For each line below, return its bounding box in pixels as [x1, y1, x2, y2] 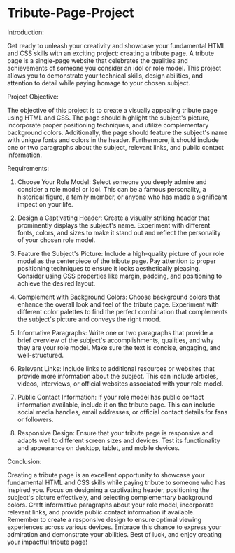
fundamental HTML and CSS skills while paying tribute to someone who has [7, 478, 226, 486]
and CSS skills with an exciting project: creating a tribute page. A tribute [7, 49, 215, 57]
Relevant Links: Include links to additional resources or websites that [17, 364, 215, 372]
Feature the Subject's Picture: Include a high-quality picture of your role [17, 249, 225, 258]
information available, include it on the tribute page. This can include [17, 400, 215, 409]
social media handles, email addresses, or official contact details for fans [17, 407, 228, 416]
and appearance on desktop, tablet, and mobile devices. [17, 443, 180, 452]
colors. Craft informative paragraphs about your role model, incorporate [7, 500, 215, 509]
